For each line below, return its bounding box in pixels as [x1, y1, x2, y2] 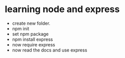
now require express [12, 41, 55, 47]
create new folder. [12, 20, 50, 26]
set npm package [12, 31, 49, 37]
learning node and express [5, 4, 120, 15]
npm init [12, 25, 29, 31]
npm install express [12, 36, 53, 42]
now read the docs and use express [12, 47, 87, 53]
